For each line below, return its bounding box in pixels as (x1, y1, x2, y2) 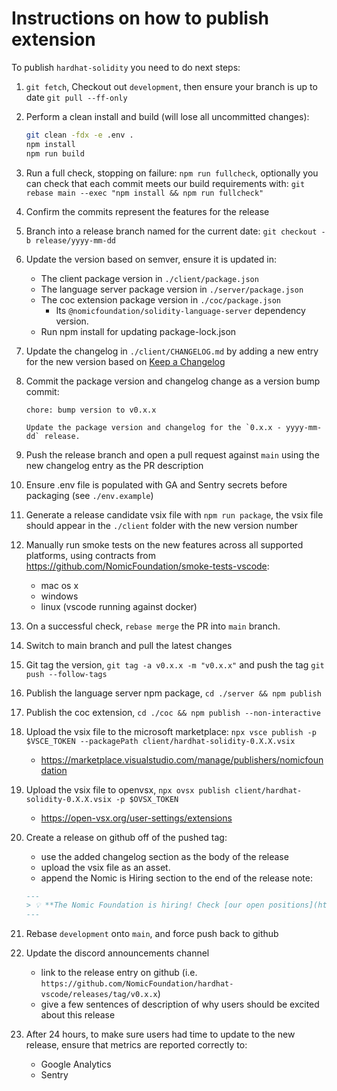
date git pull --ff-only (25, 91, 128, 103)
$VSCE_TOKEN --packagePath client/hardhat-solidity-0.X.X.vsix (25, 736, 296, 746)
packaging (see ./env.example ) (25, 489, 154, 501)
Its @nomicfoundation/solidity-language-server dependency (55, 304, 306, 316)
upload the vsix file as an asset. (40, 861, 171, 873)
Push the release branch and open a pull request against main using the (25, 448, 320, 461)
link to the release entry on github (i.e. (40, 967, 198, 979)
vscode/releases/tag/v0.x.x (40, 990, 158, 1000)
